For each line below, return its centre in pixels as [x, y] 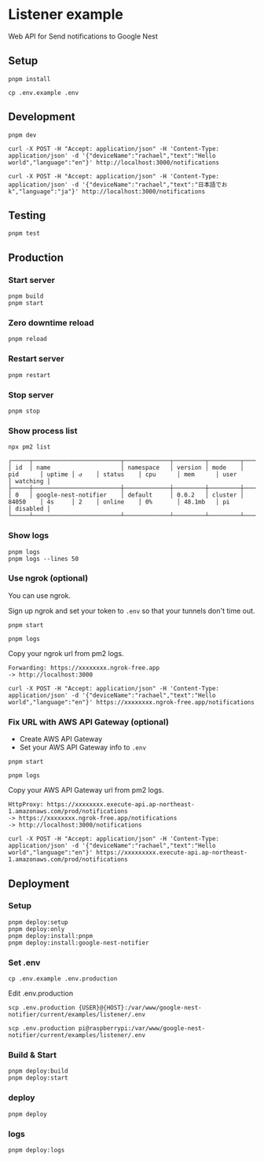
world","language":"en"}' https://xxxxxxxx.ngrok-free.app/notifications [132, 702]
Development [42, 117]
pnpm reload [27, 339]
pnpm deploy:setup [38, 922]
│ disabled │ [29, 509]
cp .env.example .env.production [63, 979]
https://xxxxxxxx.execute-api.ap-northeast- [121, 805]
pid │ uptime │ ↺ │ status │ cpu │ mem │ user [123, 475]
